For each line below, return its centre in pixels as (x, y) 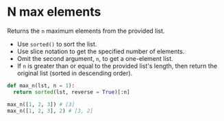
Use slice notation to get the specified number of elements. (101, 51)
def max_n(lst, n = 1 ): (41, 85)
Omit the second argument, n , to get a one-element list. (95, 58)
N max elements (54, 12)
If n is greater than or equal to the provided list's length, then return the (117, 66)
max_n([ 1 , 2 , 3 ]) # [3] (41, 104)
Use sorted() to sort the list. (57, 44)
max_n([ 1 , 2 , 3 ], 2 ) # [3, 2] (50, 111)
